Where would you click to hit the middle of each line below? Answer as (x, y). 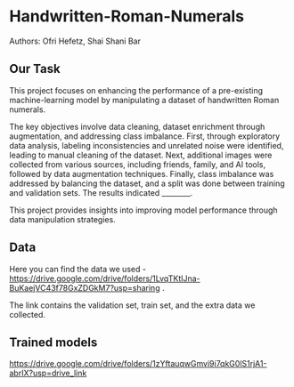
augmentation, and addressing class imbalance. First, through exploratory (145, 136)
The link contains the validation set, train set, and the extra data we (132, 305)
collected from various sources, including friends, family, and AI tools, (137, 164)
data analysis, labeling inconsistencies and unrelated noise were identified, (147, 145)
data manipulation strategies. (62, 219)
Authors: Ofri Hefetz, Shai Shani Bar (75, 41)
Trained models (53, 342)
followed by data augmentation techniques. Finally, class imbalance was (142, 173)
